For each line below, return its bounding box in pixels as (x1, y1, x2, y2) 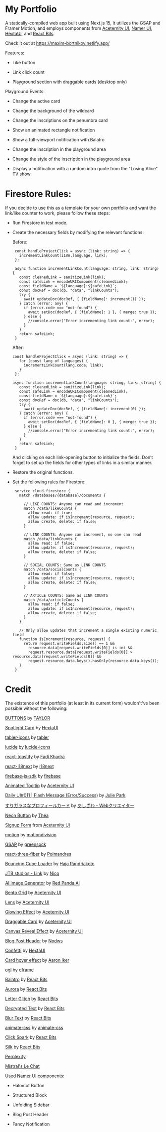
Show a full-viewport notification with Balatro (12, 136, 105, 142)
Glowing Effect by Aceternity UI (5, 908, 69, 914)
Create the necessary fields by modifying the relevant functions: (12, 229, 144, 235)
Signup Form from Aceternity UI (5, 822, 70, 828)
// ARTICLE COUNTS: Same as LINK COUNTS (23, 593, 108, 598)
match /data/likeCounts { (23, 506, 77, 511)
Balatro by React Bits (5, 976, 48, 982)
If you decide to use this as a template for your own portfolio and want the (5, 205, 156, 211)
